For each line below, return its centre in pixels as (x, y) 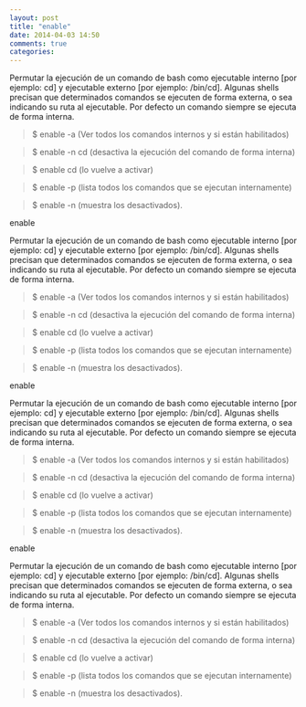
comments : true (38, 43)
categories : (32, 52)
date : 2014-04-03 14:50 (55, 35)
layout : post (34, 18)
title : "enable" (40, 26)
